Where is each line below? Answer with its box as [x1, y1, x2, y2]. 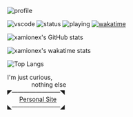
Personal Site [19, 95, 57, 103]
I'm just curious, [7, 73, 53, 81]
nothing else [31, 81, 67, 89]
